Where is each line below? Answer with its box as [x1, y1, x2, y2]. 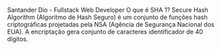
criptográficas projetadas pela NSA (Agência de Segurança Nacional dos [7, 21, 215, 28]
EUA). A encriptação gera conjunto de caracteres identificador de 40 [7, 27, 204, 36]
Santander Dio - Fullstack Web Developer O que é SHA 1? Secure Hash [7, 6, 209, 14]
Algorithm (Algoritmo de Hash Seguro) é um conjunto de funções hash [7, 13, 208, 21]
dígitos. [7, 35, 29, 43]
